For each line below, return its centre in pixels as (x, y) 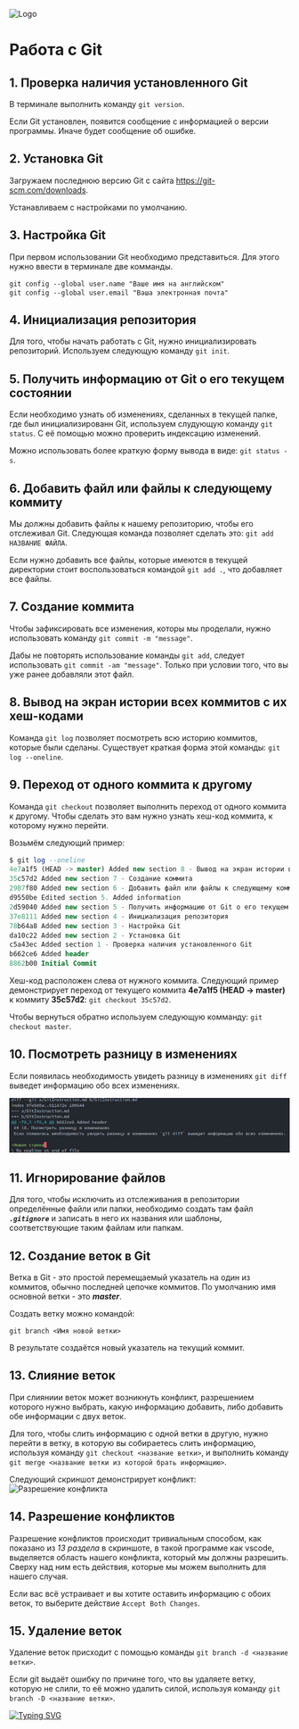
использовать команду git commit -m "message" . (101, 637)
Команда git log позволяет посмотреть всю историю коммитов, (133, 737)
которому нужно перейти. (59, 825)
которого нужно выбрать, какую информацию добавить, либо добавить (146, 1407)
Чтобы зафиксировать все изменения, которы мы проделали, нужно (140, 628)
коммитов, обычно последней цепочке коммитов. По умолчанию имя (142, 1286)
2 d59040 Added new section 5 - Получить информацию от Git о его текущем (149, 907)
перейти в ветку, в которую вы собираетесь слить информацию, (133, 1442)
